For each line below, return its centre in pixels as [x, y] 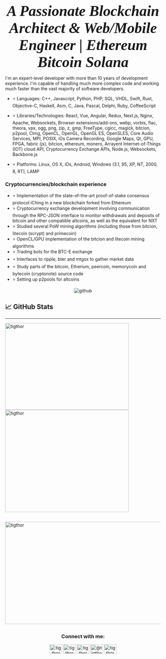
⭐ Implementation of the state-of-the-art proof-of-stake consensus [81, 195]
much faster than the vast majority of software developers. [65, 89]
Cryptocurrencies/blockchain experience [56, 184]
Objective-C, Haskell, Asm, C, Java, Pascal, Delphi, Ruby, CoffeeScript [84, 106]
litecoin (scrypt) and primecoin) [44, 233]
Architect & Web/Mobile [83, 28]
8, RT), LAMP [26, 172]
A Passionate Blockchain [83, 11]
